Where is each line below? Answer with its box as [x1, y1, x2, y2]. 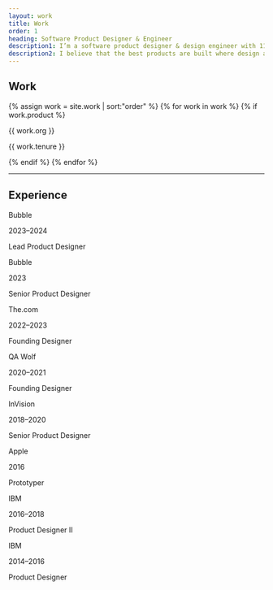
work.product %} [8, 110, 66, 119]
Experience [8, 189, 67, 202]
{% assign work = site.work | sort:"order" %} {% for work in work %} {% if [8, 101, 258, 111]
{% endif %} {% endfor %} [8, 157, 98, 167]
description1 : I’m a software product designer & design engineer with [8, 42, 256, 50]
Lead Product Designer [8, 241, 86, 251]
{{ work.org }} [8, 125, 55, 135]
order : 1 [8, 27, 38, 35]
